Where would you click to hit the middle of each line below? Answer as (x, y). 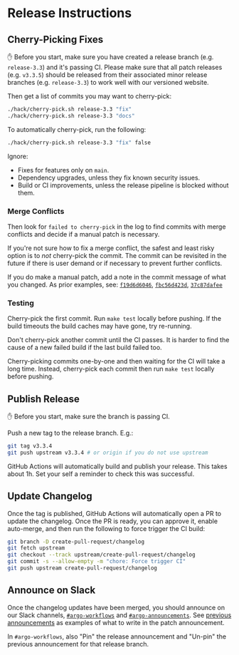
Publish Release (44, 399)
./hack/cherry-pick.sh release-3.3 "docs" (71, 115)
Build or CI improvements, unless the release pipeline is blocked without (123, 185)
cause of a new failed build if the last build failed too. (85, 348)
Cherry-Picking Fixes (55, 40)
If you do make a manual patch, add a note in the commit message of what (117, 277)
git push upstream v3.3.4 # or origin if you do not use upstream (108, 453)
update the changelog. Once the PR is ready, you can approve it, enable (113, 521)
